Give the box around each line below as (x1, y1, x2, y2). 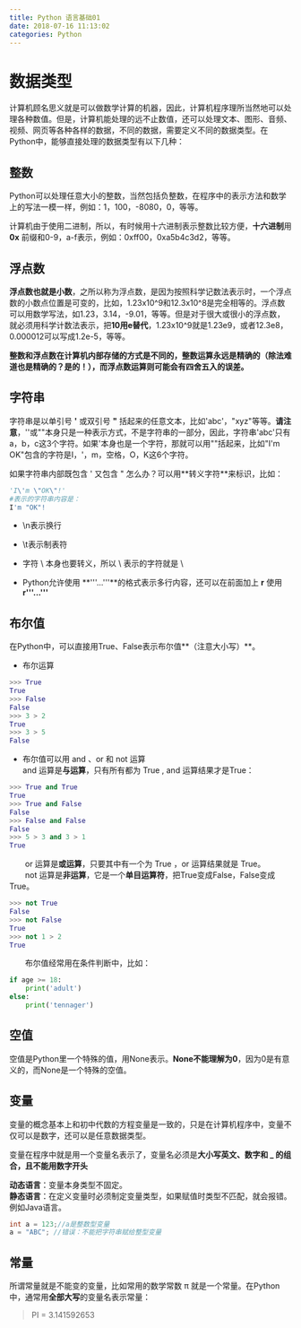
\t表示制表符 (21, 539, 68, 550)
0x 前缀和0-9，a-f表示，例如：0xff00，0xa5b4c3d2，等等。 (9, 232, 236, 243)
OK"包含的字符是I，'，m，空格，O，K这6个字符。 (9, 449, 193, 460)
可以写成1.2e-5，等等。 (43, 331, 130, 342)
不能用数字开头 (32, 1160, 88, 1171)
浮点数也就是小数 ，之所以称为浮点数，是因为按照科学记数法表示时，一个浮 (9, 286, 284, 297)
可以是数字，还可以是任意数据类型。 (16, 1130, 150, 1141)
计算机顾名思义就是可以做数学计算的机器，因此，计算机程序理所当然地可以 (9, 102, 284, 113)
